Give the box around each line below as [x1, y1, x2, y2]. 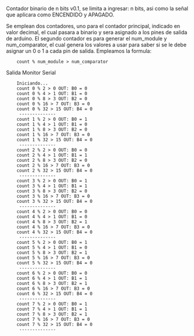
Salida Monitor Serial [6, 69, 56, 76]
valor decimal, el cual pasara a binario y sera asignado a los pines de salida [6, 29, 188, 36]
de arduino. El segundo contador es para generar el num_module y [6, 35, 167, 42]
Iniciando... [16, 80, 49, 86]
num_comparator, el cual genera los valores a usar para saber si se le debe [6, 41, 187, 48]
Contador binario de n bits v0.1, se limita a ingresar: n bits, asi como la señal [6, 5, 189, 12]
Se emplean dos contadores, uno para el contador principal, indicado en [6, 23, 181, 29]
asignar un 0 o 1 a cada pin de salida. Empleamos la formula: [6, 47, 152, 55]
